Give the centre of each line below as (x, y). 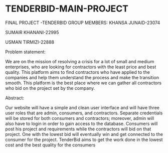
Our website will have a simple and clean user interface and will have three (82, 107)
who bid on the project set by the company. (50, 88)
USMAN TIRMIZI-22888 (30, 42)
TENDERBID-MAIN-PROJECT (67, 9)
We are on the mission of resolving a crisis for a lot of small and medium (80, 61)
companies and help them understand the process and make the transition (82, 77)
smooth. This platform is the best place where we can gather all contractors (83, 83)
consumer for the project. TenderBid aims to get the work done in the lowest (84, 139)
